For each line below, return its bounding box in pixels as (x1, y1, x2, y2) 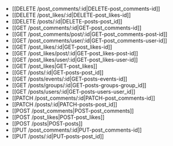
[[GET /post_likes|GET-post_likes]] (11, 62, 98, 70)
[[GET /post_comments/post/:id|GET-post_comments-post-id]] (11, 31, 168, 38)
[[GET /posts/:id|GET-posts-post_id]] (11, 69, 104, 76)
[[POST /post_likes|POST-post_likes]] (11, 114, 105, 121)
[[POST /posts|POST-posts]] (11, 120, 83, 127)
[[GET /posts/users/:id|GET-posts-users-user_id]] (11, 88, 136, 95)
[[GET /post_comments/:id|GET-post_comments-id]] (11, 24, 142, 31)
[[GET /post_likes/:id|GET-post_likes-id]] (11, 43, 112, 50)
